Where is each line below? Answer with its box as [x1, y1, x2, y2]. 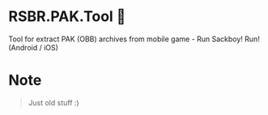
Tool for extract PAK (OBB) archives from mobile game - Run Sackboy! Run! [8, 34, 261, 44]
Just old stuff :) [28, 97, 79, 108]
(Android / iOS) [8, 42, 59, 52]
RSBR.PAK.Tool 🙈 [8, 7, 126, 26]
